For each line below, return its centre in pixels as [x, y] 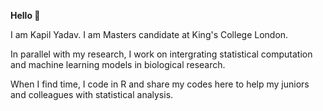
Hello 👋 [25, 15]
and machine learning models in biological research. [118, 64]
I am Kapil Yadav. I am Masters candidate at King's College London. [149, 34]
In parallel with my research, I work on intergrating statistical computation [161, 54]
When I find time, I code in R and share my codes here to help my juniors [160, 84]
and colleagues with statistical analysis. [92, 94]
